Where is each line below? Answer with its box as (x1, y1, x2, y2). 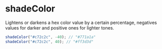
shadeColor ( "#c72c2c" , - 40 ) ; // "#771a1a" (5, 34, 96, 39)
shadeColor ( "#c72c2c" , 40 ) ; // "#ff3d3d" (5, 39, 94, 44)
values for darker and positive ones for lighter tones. (5, 24, 115, 30)
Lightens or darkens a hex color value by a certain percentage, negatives (5, 19, 157, 25)
